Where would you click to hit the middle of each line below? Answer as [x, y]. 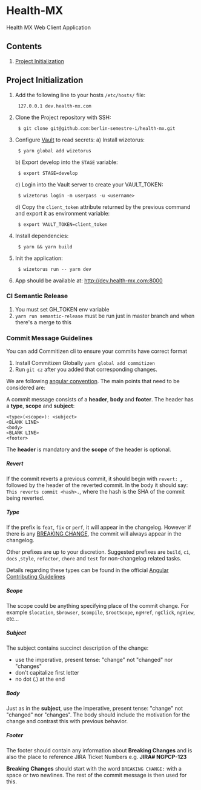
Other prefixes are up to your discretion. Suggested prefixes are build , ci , [98, 552]
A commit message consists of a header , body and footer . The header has [100, 400]
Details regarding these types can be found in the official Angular [87, 570]
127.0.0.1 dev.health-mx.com [55, 106]
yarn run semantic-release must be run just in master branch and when [105, 316]
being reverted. [25, 498]
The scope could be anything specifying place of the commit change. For [98, 606]
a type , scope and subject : [41, 406]
